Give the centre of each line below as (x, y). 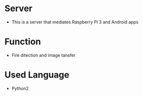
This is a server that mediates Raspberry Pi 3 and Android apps (75, 22)
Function (23, 42)
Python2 (20, 88)
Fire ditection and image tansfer (44, 55)
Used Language (37, 75)
